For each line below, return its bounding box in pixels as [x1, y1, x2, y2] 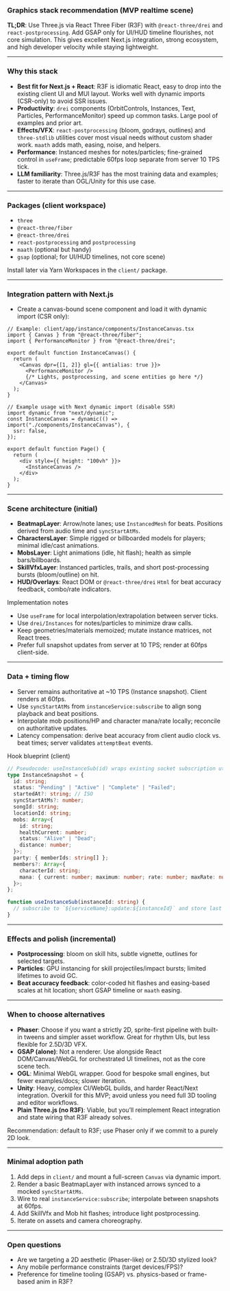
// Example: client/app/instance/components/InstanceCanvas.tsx [7, 325, 194, 333]
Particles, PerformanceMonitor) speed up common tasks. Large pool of [16, 111, 218, 119]
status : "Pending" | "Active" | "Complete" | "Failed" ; [13, 784, 176, 791]
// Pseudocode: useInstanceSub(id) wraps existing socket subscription [7, 765, 216, 772]
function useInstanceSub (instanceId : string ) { [7, 898, 146, 906]
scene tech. [16, 1062, 51, 1070]
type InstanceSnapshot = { [7, 771, 84, 778]
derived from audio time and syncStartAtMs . [16, 527, 140, 535]
